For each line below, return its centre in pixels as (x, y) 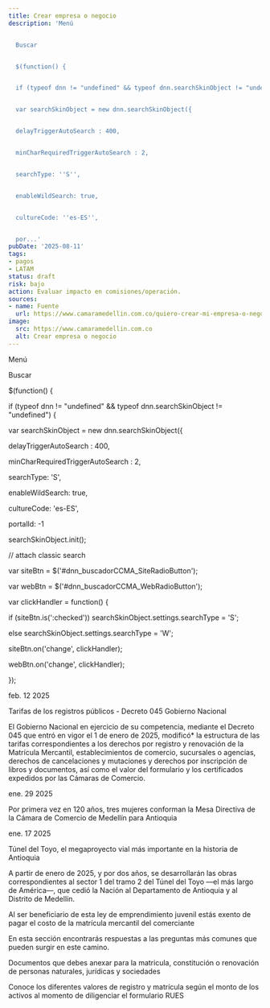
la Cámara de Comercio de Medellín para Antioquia (93, 817)
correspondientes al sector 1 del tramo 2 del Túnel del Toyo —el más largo (131, 882)
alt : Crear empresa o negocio (66, 336)
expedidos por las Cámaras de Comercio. (77, 778)
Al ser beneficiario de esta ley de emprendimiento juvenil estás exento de (130, 914)
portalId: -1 (26, 523)
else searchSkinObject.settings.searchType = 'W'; (91, 633)
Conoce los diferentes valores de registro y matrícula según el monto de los (134, 986)
